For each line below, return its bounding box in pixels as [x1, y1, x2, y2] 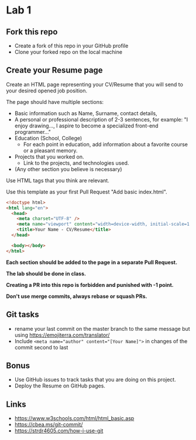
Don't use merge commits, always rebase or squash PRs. [6, 293, 147, 300]
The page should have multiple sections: [6, 98, 104, 105]
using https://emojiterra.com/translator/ [14, 331, 110, 338]
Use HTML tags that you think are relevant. [6, 176, 109, 184]
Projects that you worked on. [14, 153, 84, 160]
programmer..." [14, 128, 51, 135]
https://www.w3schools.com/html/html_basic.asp [14, 415, 135, 422]
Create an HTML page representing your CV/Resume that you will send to [6, 81, 183, 88]
